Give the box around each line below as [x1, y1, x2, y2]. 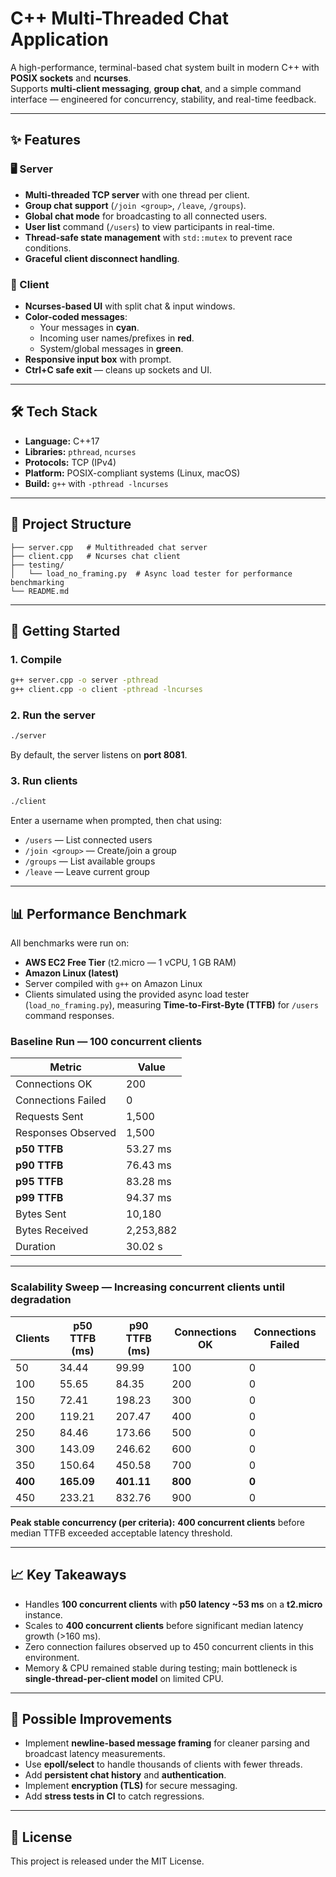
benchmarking [10, 577, 65, 587]
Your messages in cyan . [39, 321, 140, 333]
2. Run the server [10, 708, 96, 722]
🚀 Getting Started [10, 622, 121, 639]
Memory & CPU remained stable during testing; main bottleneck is [24, 1662, 298, 1674]
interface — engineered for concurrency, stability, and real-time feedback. [10, 93, 317, 105]
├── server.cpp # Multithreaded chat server [10, 542, 208, 552]
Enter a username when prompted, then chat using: [10, 815, 223, 827]
